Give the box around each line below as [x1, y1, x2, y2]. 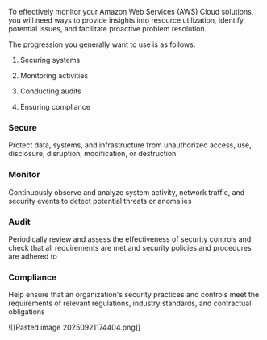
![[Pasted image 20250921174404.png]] [8, 322, 141, 333]
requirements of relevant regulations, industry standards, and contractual [8, 298, 252, 309]
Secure [8, 122, 38, 133]
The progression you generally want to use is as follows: [8, 39, 196, 49]
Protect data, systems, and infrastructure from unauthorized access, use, [8, 140, 252, 150]
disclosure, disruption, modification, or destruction [8, 149, 177, 159]
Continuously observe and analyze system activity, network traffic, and [8, 187, 245, 197]
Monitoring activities [19, 71, 89, 80]
